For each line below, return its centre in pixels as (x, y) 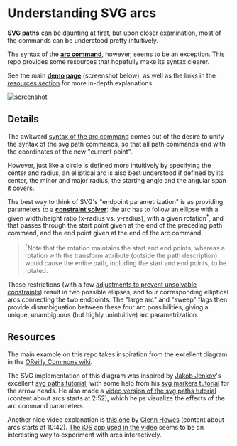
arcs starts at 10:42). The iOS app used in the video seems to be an (106, 427)
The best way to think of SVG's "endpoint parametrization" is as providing (115, 201)
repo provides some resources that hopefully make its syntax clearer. (109, 61)
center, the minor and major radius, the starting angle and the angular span (117, 180)
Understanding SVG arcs (82, 13)
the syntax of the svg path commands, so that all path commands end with (116, 144)
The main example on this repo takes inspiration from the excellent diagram (117, 354)
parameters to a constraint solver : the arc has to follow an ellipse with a (113, 209)
